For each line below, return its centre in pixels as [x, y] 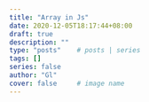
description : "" [39, 42]
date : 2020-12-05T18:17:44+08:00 [71, 26]
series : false [35, 67]
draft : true [31, 34]
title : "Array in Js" [49, 17]
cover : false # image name [67, 83]
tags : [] [25, 59]
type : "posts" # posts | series [75, 51]
